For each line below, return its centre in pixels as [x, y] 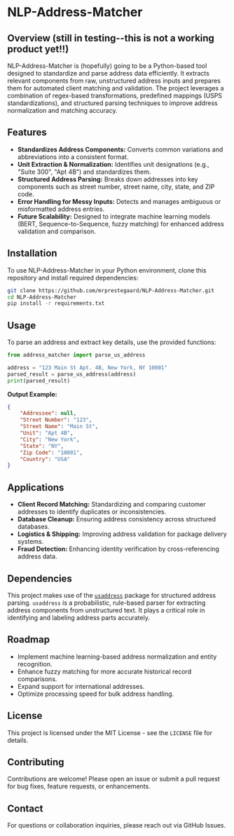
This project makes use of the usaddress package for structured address [111, 595]
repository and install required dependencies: [73, 277]
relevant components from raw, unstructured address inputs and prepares [114, 81]
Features [27, 133]
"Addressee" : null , [48, 413]
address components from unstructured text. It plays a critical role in [106, 610]
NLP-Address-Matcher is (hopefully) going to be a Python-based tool [107, 66]
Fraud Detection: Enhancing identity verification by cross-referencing [118, 549]
